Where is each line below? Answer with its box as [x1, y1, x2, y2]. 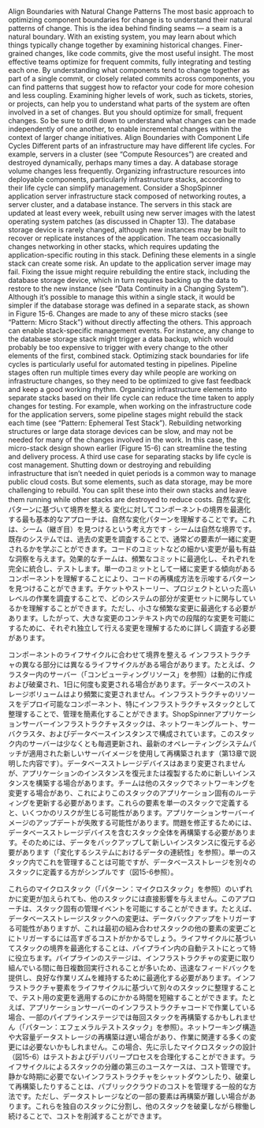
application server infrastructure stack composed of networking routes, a [8, 191, 247, 201]
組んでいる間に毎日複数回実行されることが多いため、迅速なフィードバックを [8, 964, 257, 972]
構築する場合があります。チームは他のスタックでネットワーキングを [35, 779, 256, 787]
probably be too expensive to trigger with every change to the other [8, 343, 229, 352]
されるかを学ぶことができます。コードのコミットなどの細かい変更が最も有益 [8, 545, 256, 553]
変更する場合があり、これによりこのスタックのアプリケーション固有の [8, 788, 236, 798]
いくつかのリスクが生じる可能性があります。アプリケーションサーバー [21, 808, 249, 817]
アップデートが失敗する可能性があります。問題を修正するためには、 [35, 818, 256, 827]
